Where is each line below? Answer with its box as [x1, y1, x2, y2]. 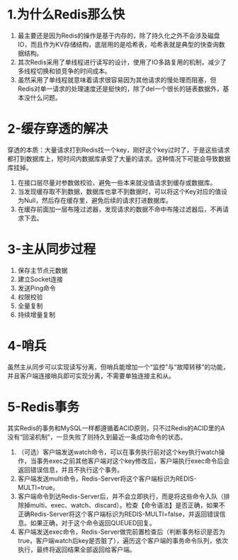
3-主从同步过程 [7, 242, 96, 257]
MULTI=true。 [17, 483, 59, 491]
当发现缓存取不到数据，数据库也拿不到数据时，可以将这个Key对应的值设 [17, 187, 228, 196]
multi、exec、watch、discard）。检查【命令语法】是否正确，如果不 [30, 500, 225, 509]
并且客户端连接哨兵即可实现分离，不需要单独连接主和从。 [7, 371, 175, 380]
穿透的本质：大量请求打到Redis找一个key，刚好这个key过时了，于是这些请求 [7, 145, 230, 154]
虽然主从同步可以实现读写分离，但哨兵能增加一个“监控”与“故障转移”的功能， [7, 362, 229, 371]
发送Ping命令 [17, 284, 56, 292]
